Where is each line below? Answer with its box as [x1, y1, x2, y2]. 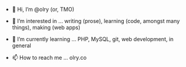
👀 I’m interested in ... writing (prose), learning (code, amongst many [11, 18, 180, 24]
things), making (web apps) [11, 24, 80, 31]
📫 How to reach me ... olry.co [11, 54, 87, 61]
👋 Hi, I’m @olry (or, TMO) [11, 6, 74, 13]
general [11, 42, 31, 49]
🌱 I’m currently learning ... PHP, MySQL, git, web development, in [11, 36, 174, 42]
